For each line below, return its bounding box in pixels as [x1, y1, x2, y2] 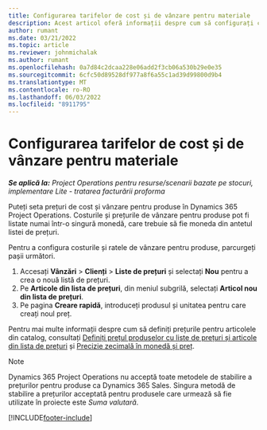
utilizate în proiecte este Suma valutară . [8, 397, 139, 407]
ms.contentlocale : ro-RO [8, 85, 91, 94]
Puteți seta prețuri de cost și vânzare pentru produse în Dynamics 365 [8, 202, 238, 212]
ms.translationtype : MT [8, 78, 87, 86]
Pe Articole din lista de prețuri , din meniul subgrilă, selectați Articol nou [19, 283, 258, 293]
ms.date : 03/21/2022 [8, 33, 77, 42]
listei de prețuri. [8, 228, 60, 237]
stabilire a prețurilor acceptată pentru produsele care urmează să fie [8, 389, 232, 399]
